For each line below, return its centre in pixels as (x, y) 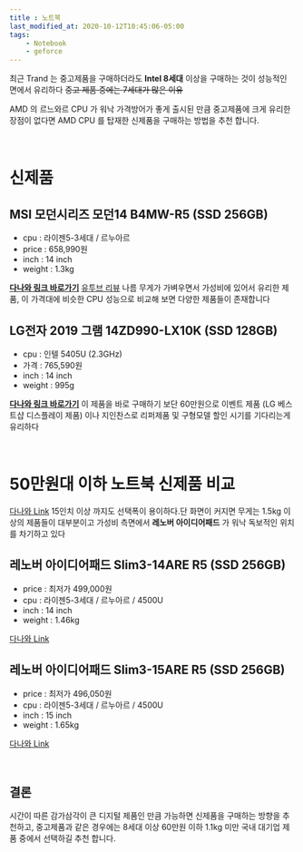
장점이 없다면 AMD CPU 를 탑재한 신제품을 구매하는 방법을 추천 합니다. (135, 121)
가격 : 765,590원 (53, 365)
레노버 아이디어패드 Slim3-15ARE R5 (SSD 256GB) (147, 670)
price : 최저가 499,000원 (67, 588)
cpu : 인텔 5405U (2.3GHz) (72, 354)
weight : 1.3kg (48, 269)
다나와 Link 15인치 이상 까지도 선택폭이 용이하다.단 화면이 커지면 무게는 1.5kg (146, 511)
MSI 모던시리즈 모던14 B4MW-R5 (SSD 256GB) (139, 214)
